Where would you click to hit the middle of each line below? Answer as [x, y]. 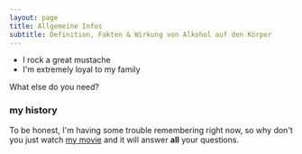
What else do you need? [54, 87]
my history [33, 111]
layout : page [34, 18]
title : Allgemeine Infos [56, 26]
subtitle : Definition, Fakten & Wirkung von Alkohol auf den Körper [141, 34]
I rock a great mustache [66, 60]
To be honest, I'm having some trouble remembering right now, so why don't [151, 130]
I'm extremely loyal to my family [82, 69]
